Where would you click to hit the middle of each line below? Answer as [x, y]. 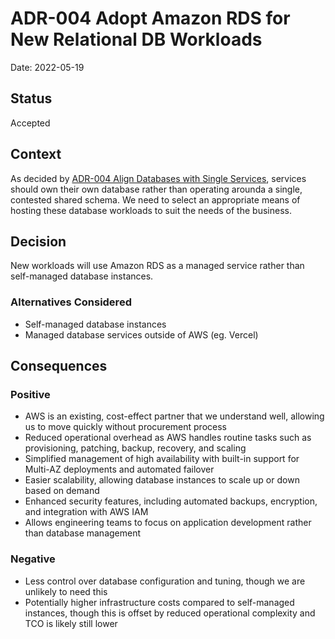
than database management [83, 533]
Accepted [30, 123]
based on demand [62, 491]
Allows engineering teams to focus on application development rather [168, 523]
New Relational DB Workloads [136, 39]
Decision [38, 241]
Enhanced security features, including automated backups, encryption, [171, 501]
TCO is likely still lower [71, 623]
